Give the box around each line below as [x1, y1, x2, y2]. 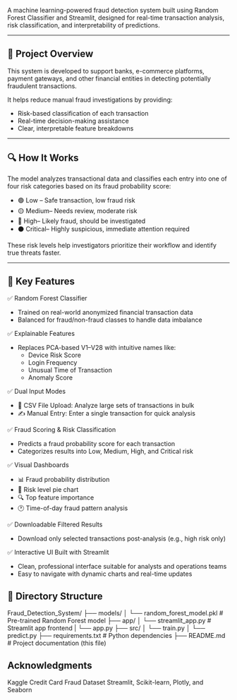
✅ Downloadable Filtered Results [7, 520, 103, 529]
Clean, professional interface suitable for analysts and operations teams [17, 562, 227, 571]
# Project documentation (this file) [7, 639, 107, 648]
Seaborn [7, 686, 32, 694]
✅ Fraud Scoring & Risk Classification [7, 426, 116, 434]
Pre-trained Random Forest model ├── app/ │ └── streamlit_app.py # [7, 617, 212, 625]
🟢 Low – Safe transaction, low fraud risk [17, 195, 135, 204]
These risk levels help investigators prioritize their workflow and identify [7, 241, 217, 249]
